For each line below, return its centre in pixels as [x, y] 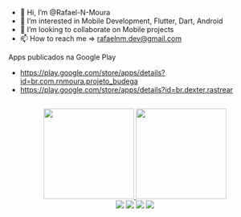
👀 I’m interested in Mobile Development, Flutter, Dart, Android [121, 21]
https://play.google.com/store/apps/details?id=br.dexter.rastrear [127, 90]
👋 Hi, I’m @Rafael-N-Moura [65, 12]
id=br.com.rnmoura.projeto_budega [79, 81]
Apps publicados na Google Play [62, 57]
